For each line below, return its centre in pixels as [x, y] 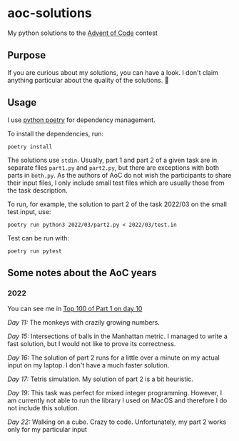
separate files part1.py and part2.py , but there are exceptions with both [113, 167]
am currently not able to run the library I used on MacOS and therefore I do [117, 400]
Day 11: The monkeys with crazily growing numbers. [84, 323]
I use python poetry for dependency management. [81, 120]
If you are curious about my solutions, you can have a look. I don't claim [113, 72]
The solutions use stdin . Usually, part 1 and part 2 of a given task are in [112, 160]
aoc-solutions [50, 13]
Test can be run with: [39, 238]
